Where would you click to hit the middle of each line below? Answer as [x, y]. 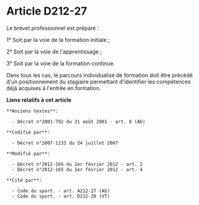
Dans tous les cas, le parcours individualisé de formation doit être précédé [100, 75]
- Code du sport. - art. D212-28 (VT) [61, 196]
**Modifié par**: [28, 153]
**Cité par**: [24, 180]
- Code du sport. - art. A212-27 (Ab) [61, 191]
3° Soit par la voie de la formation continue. [61, 63]
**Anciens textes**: [33, 111]
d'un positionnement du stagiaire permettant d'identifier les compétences [99, 82]
